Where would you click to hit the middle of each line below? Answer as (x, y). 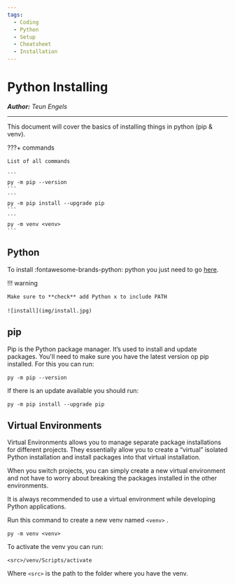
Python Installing (58, 87)
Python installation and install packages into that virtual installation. (104, 457)
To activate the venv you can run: (55, 547)
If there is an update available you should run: (73, 390)
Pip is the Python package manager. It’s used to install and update (102, 349)
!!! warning (23, 283)
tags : (15, 15)
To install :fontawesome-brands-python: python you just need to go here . (113, 269)
